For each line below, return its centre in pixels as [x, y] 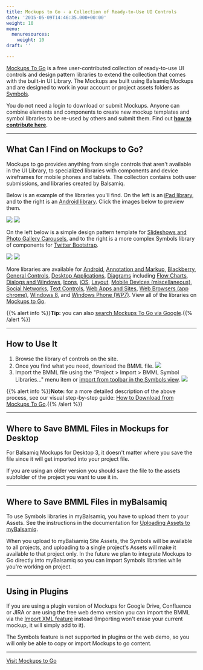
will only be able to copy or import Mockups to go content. [79, 643]
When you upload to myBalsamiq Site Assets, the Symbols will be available [99, 541]
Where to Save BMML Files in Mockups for [88, 428]
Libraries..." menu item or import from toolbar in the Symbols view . [98, 379]
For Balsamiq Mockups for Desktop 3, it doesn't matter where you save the [99, 453]
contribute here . [27, 125]
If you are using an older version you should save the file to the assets [93, 471]
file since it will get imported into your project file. [68, 459]
